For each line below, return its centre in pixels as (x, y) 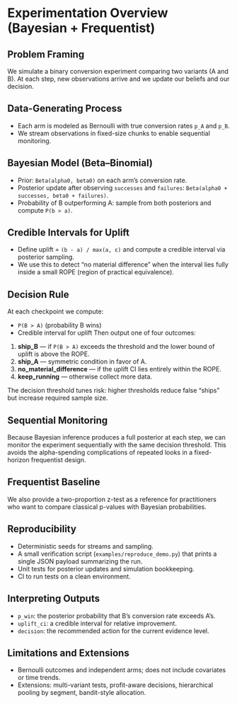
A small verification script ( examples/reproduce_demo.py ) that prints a (117, 554)
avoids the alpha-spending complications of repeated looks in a (100, 452)
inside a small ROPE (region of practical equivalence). (96, 272)
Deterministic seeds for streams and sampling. (85, 546)
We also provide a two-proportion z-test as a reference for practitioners (112, 499)
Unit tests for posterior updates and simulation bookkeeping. (106, 569)
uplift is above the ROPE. (53, 354)
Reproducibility (42, 529)
